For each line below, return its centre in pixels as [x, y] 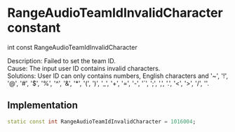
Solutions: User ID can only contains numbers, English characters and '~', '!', [118, 76]
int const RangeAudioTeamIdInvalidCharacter [73, 47]
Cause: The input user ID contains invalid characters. [84, 68]
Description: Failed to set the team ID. [61, 60]
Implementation [43, 106]
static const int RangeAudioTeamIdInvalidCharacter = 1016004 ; [102, 121]
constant [34, 28]
